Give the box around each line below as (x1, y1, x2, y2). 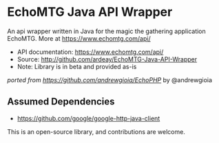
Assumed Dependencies (7, 96, 115, 108)
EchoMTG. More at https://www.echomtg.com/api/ (7, 34, 151, 42)
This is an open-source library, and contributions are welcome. (7, 127, 186, 135)
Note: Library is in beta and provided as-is (17, 62, 137, 70)
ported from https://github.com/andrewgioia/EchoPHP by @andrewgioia (7, 75, 212, 84)
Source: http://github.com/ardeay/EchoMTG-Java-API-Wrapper (17, 55, 198, 63)
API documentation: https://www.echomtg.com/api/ (17, 48, 164, 56)
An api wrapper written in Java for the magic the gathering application (7, 27, 207, 35)
